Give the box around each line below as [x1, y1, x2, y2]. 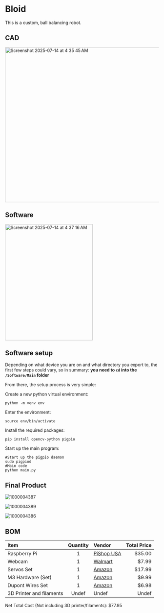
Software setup [5, 349, 53, 357]
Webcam [7, 558, 28, 564]
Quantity [68, 542, 89, 548]
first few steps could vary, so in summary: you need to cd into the [5, 367, 137, 373]
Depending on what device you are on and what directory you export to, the [5, 362, 158, 368]
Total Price [126, 542, 152, 548]
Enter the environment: [5, 409, 51, 415]
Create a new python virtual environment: [5, 391, 89, 397]
